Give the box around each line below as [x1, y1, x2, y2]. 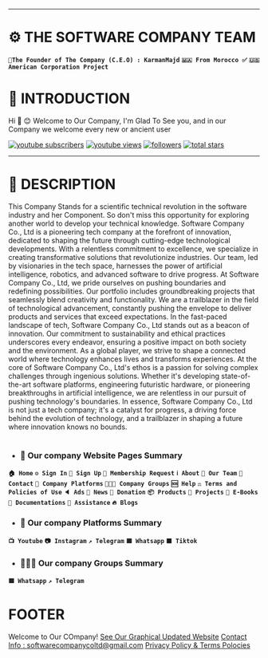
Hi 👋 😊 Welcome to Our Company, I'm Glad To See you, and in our [8, 116, 227, 125]
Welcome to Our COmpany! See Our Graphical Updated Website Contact [8, 632, 247, 641]
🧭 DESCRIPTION [8, 175, 116, 194]
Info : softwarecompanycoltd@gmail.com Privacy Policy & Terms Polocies [8, 640, 251, 650]
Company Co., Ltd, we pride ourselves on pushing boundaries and [8, 278, 227, 287]
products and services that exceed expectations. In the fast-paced [8, 312, 227, 321]
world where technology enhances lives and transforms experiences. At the [8, 354, 258, 364]
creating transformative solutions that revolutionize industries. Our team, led [8, 252, 258, 262]
